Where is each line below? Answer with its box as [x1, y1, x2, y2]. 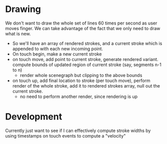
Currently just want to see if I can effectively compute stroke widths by [5, 127, 151, 133]
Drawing [5, 3, 41, 15]
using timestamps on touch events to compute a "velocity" [5, 132, 126, 138]
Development [5, 111, 62, 122]
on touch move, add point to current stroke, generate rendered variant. [12, 56, 158, 62]
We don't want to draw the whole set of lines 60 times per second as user [5, 20, 157, 26]
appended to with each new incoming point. [12, 45, 103, 51]
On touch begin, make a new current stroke [12, 51, 102, 57]
